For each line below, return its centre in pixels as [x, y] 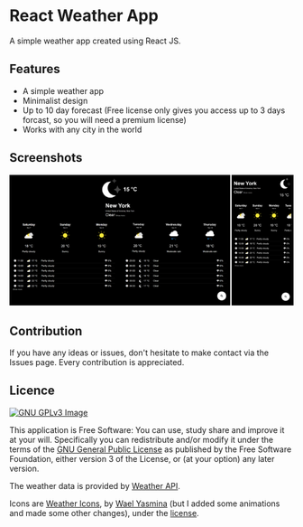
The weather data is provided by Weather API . [95, 485]
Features [35, 69]
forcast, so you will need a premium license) [104, 119]
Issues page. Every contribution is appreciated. [97, 362]
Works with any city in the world [82, 129]
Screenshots [46, 158]
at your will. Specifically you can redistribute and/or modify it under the [141, 439]
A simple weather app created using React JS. [95, 41]
